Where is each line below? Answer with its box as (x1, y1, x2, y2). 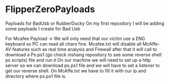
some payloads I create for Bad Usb (5, 25, 80, 31)
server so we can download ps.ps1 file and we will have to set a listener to (5, 62, 160, 68)
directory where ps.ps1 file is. (5, 73, 67, 79)
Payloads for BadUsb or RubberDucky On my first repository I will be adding (5, 20, 164, 26)
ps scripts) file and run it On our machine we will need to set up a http (5, 57, 151, 63)
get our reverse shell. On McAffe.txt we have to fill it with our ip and (5, 67, 146, 74)
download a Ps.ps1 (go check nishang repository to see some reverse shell (5, 52, 162, 58)
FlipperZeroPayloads (5, 4, 95, 15)
